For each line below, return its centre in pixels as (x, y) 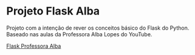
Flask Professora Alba (34, 46)
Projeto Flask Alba (53, 11)
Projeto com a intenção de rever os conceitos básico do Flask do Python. (98, 28)
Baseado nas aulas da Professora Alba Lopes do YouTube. (79, 34)
